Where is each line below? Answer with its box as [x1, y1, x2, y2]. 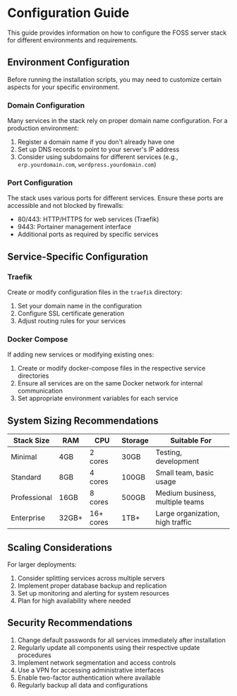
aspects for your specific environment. [7, 83, 120, 91]
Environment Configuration [7, 57, 130, 69]
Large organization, [155, 509, 220, 518]
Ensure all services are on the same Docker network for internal [17, 379, 203, 388]
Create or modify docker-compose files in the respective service [17, 364, 206, 373]
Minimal [11, 452, 37, 462]
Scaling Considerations [7, 541, 113, 553]
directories [17, 371, 49, 380]
